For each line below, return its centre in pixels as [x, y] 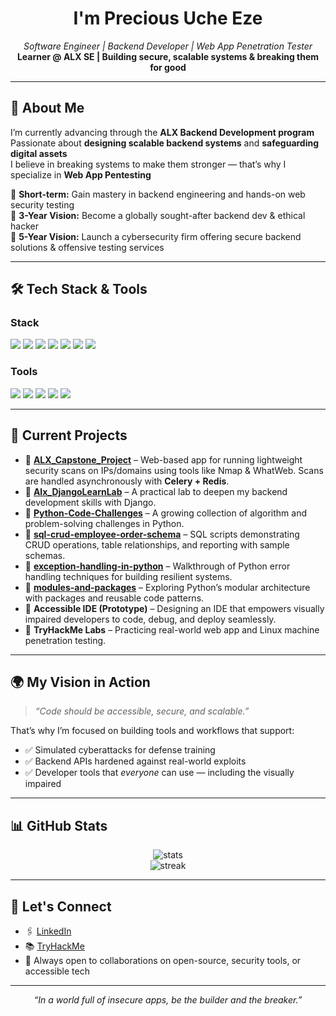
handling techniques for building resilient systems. [128, 576]
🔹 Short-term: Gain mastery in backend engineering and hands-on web [158, 194]
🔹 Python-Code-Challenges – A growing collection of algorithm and [166, 513]
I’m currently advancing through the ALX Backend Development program [162, 132]
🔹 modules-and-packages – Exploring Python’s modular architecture [167, 587]
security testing [42, 204]
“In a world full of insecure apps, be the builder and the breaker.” [168, 999]
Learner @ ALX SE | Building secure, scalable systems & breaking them [168, 56]
